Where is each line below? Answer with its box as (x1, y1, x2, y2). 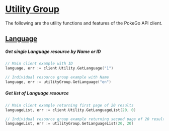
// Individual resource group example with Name (5, 75, 109, 80)
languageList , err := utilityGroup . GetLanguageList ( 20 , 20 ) (5, 121, 134, 126)
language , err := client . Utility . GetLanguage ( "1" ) (5, 66, 114, 71)
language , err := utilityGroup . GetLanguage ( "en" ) (5, 79, 112, 84)
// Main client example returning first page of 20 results (5, 102, 134, 108)
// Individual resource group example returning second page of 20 (5, 116, 150, 121)
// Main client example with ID (5, 61, 73, 66)
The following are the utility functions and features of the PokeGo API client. (5, 20, 162, 26)
